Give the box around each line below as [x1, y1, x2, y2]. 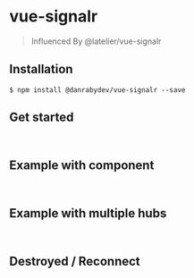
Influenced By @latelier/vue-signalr [30, 36, 162, 46]
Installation [9, 62, 73, 77]
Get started [9, 110, 74, 125]
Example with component [9, 157, 155, 173]
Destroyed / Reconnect [9, 253, 140, 269]
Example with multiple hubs [9, 206, 167, 221]
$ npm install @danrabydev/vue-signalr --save [9, 85, 186, 95]
